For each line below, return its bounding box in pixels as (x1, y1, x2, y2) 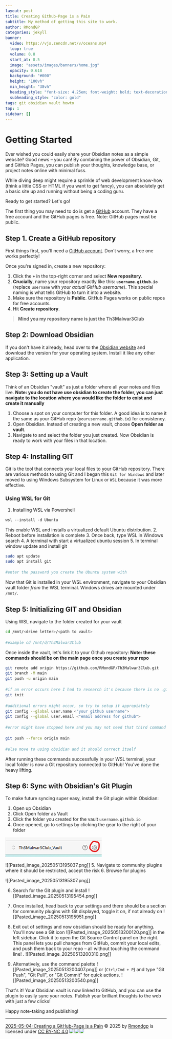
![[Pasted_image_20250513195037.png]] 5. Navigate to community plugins (5, 862, 162, 868)
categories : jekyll (5, 30, 47, 35)
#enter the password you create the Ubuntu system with (5, 570, 127, 575)
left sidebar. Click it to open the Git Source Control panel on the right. (12, 935, 159, 941)
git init (5, 692, 24, 697)
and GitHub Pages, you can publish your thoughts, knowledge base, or (5, 162, 155, 168)
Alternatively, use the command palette (12, 961, 96, 967)
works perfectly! (5, 253, 40, 259)
